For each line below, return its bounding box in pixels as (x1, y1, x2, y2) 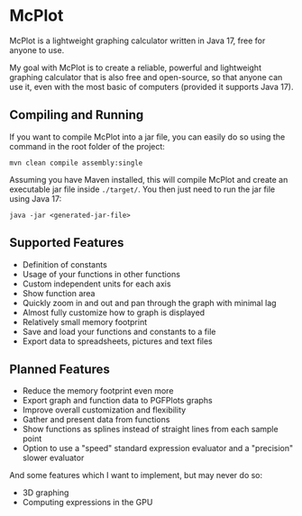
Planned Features (9, 361, 111, 376)
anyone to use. (9, 44, 65, 55)
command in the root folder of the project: (9, 140, 165, 151)
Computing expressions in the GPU (22, 497, 153, 508)
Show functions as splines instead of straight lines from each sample (22, 424, 279, 435)
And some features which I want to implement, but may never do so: (9, 470, 263, 481)
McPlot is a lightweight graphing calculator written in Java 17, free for (9, 35, 266, 46)
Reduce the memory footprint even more (22, 385, 174, 396)
